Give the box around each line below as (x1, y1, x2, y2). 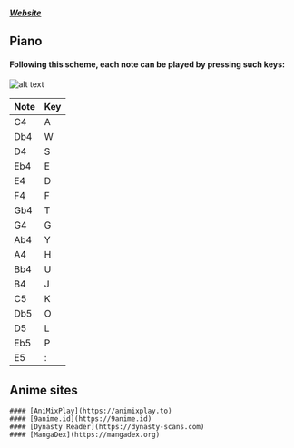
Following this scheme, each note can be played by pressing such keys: (9, 59, 286, 70)
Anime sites (9, 382, 79, 398)
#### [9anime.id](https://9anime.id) (9, 414, 152, 424)
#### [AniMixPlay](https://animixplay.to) (9, 406, 172, 415)
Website (9, 7, 42, 18)
